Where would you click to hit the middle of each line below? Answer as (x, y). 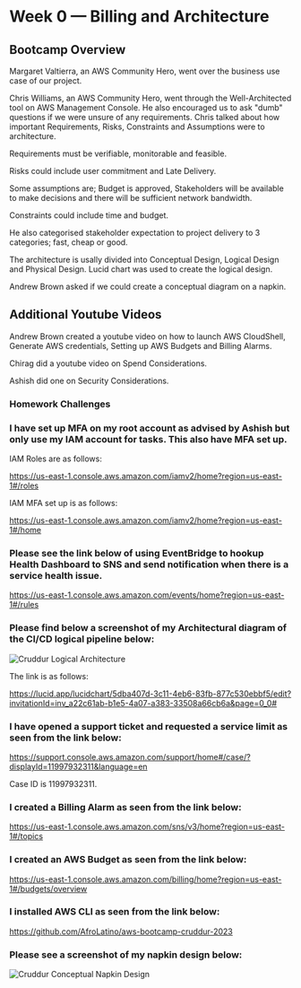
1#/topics (26, 836)
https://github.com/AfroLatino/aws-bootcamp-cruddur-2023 (121, 931)
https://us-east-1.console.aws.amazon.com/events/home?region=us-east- (147, 595)
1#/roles (24, 485)
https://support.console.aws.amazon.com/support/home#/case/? (130, 756)
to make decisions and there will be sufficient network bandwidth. (131, 198)
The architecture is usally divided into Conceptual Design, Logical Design (144, 259)
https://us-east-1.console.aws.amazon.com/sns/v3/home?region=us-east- (147, 826)
